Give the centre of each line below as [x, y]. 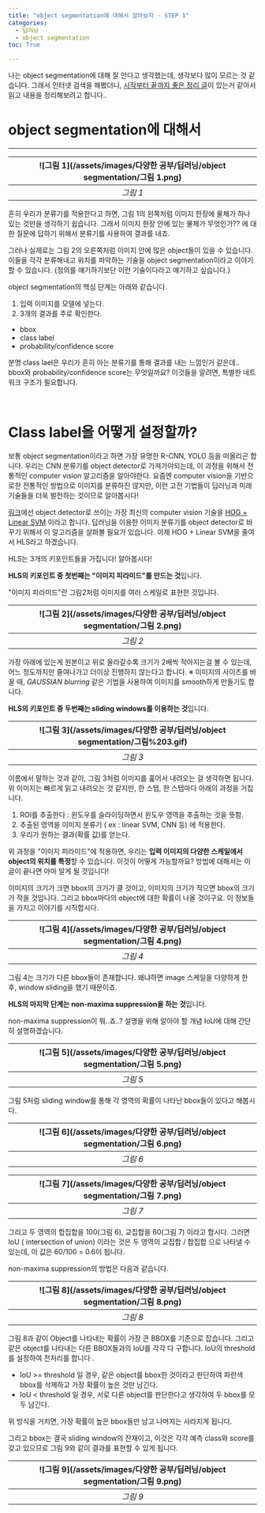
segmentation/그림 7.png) [132, 1195]
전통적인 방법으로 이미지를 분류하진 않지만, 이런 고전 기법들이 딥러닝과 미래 [137, 486]
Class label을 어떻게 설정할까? [103, 433]
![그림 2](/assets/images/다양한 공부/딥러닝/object [132, 614]
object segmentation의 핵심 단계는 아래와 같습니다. [88, 287]
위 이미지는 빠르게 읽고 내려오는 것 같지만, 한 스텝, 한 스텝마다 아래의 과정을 [123, 788]
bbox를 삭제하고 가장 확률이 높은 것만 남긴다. [89, 1384]
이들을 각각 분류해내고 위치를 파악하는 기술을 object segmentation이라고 [120, 260]
